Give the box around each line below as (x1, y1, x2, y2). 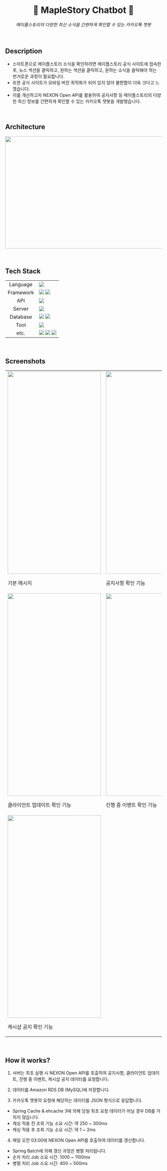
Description (5, 47, 42, 55)
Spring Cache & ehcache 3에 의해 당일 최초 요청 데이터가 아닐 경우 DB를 (12, 1108, 156, 1114)
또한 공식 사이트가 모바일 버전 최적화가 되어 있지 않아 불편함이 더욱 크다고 (12, 79, 155, 85)
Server (13, 305, 29, 312)
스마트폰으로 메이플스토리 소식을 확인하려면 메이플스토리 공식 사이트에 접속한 (12, 61, 162, 67)
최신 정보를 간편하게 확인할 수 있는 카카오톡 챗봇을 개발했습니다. (17, 98, 141, 104)
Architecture (5, 123, 46, 131)
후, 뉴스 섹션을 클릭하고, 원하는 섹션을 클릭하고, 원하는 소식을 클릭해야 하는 (12, 67, 157, 73)
